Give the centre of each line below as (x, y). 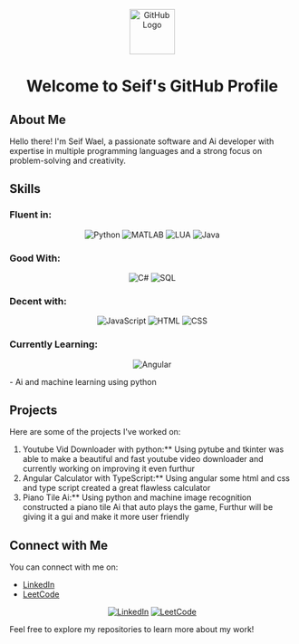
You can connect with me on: (64, 567)
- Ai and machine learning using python (83, 381)
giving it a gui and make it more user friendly (106, 517)
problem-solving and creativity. (68, 160)
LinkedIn (39, 585)
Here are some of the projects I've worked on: (95, 432)
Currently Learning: (53, 344)
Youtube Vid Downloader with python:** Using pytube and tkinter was (153, 449)
